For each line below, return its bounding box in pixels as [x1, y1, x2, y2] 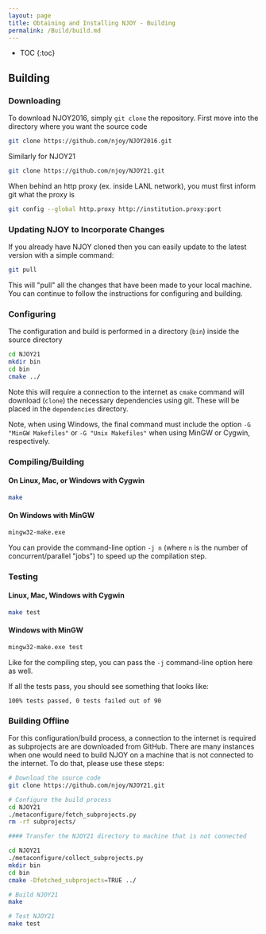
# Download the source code [8, 774, 102, 782]
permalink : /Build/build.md [8, 26, 102, 34]
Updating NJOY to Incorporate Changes [8, 224, 165, 235]
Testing [8, 570, 38, 582]
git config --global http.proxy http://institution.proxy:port [8, 204, 222, 213]
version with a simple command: [8, 250, 114, 259]
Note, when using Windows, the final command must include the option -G [8, 419, 252, 429]
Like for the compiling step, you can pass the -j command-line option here [8, 657, 253, 667]
